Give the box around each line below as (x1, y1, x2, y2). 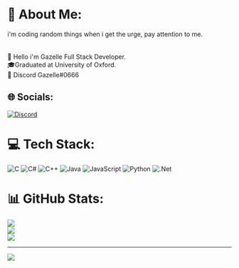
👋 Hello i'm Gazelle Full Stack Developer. (7, 52, 127, 61)
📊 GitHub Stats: (7, 191, 105, 206)
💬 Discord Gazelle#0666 (7, 70, 80, 79)
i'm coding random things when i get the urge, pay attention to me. (7, 30, 203, 38)
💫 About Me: (7, 6, 83, 23)
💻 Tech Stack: (7, 136, 95, 152)
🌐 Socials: (7, 91, 54, 104)
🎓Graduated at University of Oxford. (7, 60, 117, 69)
